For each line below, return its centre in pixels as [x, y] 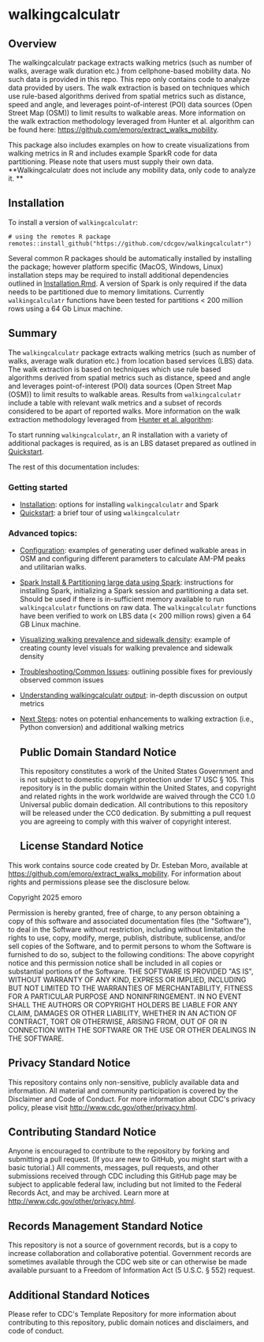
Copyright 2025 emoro [45, 897]
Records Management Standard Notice [106, 1226]
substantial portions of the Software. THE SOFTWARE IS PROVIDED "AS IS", [131, 971]
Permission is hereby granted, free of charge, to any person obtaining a [124, 912]
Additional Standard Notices [79, 1295]
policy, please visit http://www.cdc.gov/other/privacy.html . [103, 1107]
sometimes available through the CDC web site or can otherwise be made [128, 1262]
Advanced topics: [43, 533]
